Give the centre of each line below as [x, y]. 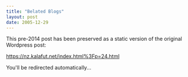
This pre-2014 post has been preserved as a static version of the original [94, 39]
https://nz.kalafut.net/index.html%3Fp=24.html [63, 57]
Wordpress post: [26, 45]
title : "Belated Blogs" [35, 11]
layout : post [22, 17]
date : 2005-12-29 [27, 22]
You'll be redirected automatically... [49, 68]
